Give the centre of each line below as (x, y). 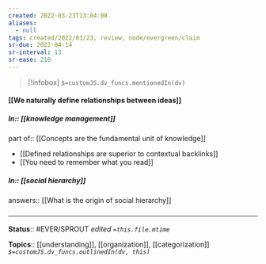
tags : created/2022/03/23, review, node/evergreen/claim (104, 38)
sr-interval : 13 (35, 52)
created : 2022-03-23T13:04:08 (58, 15)
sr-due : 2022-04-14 (40, 45)
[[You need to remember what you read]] (87, 163)
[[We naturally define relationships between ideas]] (95, 101)
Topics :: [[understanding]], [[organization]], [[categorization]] (109, 244)
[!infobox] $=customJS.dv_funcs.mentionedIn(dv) (106, 82)
